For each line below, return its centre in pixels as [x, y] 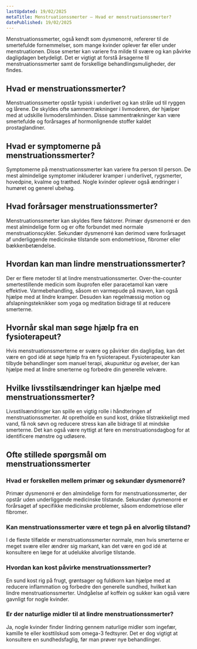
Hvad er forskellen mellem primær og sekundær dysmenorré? [96, 480]
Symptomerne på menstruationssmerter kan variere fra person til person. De [98, 169]
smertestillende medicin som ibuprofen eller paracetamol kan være [87, 284]
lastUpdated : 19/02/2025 [36, 11]
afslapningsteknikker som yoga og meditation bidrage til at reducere [89, 303]
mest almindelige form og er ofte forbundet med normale [75, 227]
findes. [15, 70]
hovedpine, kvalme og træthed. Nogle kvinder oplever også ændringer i [93, 182]
